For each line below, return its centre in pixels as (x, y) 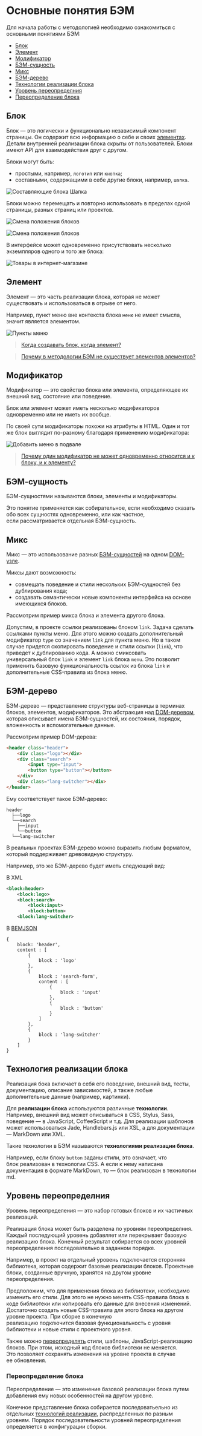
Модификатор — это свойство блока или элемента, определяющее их (97, 390)
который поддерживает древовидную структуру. (70, 854)
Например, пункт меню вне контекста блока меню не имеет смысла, (94, 315)
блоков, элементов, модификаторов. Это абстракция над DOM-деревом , (101, 712)
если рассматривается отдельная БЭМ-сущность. (71, 521)
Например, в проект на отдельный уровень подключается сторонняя (96, 1259)
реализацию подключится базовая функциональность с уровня (88, 1323)
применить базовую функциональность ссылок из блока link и (88, 666)
